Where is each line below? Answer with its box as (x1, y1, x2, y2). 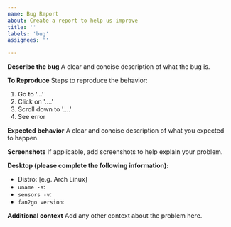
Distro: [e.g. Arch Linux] (17, 175, 87, 184)
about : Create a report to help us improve (7, 17, 139, 24)
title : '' (7, 23, 37, 31)
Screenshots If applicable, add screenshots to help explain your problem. (7, 148, 223, 156)
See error (17, 113, 46, 121)
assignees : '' (7, 37, 50, 44)
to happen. (7, 134, 39, 143)
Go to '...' (17, 90, 44, 99)
